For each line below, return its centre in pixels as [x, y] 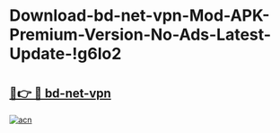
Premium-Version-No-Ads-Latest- [140, 35]
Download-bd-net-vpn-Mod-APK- [140, 16]
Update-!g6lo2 [66, 54]
